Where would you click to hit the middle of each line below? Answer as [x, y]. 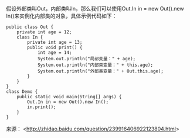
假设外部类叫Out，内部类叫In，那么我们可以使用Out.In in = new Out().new [95, 8]
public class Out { [30, 27]
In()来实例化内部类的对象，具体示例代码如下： [62, 16]
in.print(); [42, 107]
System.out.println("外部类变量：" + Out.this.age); [101, 71]
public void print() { [55, 47]
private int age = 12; [44, 32]
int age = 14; [55, 53]
